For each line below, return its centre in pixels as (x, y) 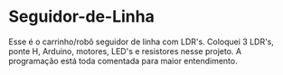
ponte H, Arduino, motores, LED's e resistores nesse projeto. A (125, 51)
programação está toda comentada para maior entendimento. (123, 61)
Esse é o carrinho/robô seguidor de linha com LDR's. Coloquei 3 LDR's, (141, 42)
